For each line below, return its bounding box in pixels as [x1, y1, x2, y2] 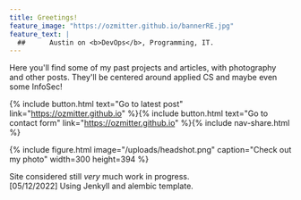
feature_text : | [9, 29, 70, 38]
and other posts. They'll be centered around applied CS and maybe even [9, 72, 278, 83]
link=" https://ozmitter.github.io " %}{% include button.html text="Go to [9, 108, 269, 119]
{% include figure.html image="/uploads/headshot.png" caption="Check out [9, 145, 292, 155]
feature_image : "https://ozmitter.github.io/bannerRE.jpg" [9, 21, 235, 30]
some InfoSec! [9, 81, 63, 92]
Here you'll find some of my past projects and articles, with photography [9, 62, 277, 73]
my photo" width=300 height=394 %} [9, 154, 150, 165]
